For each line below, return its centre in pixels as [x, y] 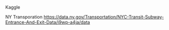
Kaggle [13, 7]
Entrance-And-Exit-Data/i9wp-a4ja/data [48, 22]
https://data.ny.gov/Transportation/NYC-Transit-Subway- [103, 17]
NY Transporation [24, 17]
